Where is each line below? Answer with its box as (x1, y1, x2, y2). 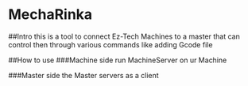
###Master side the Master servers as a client (8, 70, 159, 80)
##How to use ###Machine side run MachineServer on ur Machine (8, 55, 227, 65)
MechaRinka (8, 6, 93, 24)
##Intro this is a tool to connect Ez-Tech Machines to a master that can (8, 32, 240, 41)
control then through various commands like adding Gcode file (8, 39, 213, 49)
